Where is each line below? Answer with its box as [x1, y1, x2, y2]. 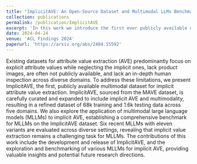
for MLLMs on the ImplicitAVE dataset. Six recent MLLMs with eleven [6, 120, 173, 127]
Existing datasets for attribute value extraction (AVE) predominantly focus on [6, 57, 191, 65]
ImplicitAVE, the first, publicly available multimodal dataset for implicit [6, 82, 174, 89]
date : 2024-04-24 [6, 31, 49, 36]
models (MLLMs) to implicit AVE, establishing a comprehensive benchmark [6, 113, 187, 121]
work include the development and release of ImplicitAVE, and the [6, 139, 165, 146]
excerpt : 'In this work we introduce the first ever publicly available [6, 25, 188, 31]
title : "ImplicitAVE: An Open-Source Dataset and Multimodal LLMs [6, 8, 172, 15]
